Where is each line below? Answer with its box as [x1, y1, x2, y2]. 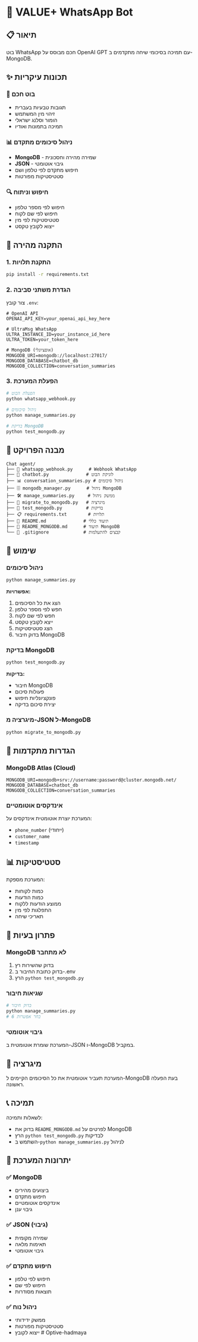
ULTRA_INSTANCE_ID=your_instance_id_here [6, 331, 111, 337]
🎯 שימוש [6, 546, 37, 556]
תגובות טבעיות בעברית [14, 104, 67, 111]
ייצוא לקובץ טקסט [14, 223, 55, 230]
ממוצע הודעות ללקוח [14, 900, 61, 907]
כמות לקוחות [14, 888, 43, 895]
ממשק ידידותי [14, 1316, 46, 1324]
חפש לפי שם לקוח [14, 612, 55, 619]
